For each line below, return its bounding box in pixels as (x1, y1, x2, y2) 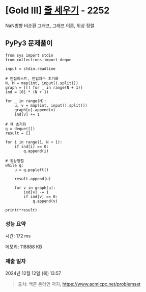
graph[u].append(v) (14, 107, 56, 112)
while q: (5, 163, 24, 168)
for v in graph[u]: (14, 185, 56, 190)
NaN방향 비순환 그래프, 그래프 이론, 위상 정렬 (5, 22, 95, 29)
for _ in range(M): (5, 98, 47, 104)
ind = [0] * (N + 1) (5, 89, 49, 94)
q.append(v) (32, 199, 58, 204)
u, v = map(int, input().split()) (14, 103, 87, 108)
